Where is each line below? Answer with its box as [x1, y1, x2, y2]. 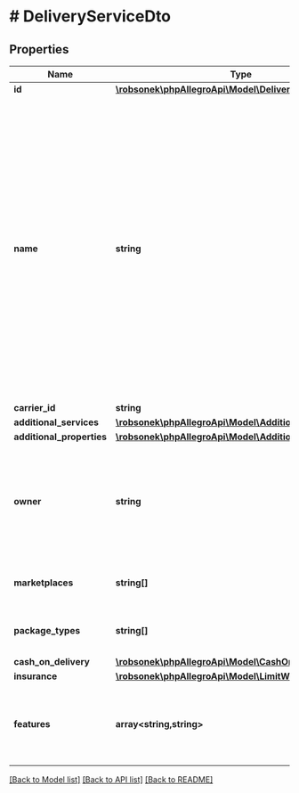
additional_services [13, 416, 100, 429]
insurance [13, 670, 58, 683]
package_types [13, 625, 81, 636]
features [13, 718, 51, 730]
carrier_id [13, 402, 56, 413]
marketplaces [13, 576, 74, 589]
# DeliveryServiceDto [9, 6, 172, 27]
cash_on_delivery [13, 656, 91, 667]
